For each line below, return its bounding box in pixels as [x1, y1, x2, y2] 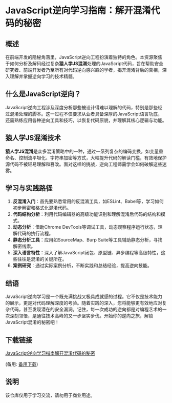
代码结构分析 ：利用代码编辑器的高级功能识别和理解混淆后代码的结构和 [12, 211, 161, 217]
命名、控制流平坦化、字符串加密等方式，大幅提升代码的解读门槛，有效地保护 [5, 154, 167, 160]
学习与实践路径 [5, 184, 53, 193]
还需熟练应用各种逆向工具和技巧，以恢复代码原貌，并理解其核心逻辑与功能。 [5, 117, 167, 123]
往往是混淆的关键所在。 [17, 256, 67, 262]
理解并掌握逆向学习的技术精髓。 [9, 73, 77, 79]
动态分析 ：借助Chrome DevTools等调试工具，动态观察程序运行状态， [12, 224, 158, 230]
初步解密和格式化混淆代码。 [12, 205, 72, 211]
